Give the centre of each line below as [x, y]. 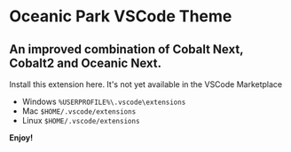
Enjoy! [21, 138]
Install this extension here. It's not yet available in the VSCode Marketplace [145, 84]
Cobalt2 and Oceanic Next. [86, 63]
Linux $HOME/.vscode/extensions [81, 120]
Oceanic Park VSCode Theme [121, 16]
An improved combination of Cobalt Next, [126, 49]
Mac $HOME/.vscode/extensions [79, 111]
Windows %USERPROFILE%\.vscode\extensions [104, 101]
